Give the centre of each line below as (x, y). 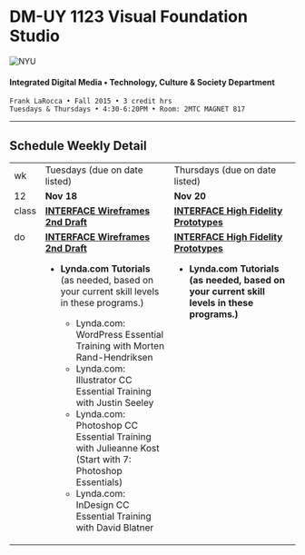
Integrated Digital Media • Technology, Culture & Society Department (142, 82)
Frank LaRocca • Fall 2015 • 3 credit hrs (91, 102)
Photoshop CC (107, 425)
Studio (35, 36)
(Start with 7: (103, 459)
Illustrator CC (104, 380)
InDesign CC (103, 504)
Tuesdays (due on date (94, 170)
